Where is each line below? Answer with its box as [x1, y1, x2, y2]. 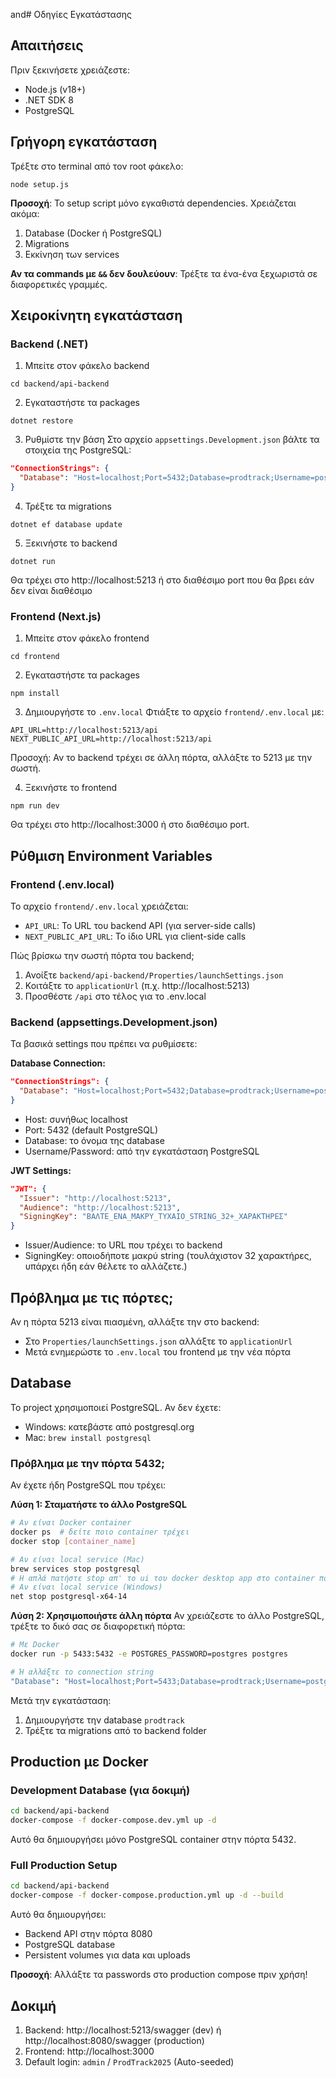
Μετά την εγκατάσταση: [10, 1694, 112, 1706]
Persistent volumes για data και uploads [24, 1949, 191, 1961]
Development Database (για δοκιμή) [10, 1783, 191, 1797]
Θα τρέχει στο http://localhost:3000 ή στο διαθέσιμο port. [10, 819, 250, 831]
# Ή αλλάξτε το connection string [10, 1667, 155, 1677]
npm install [10, 689, 60, 699]
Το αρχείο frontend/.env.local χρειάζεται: [10, 900, 189, 912]
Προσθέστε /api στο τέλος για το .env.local [24, 990, 207, 1002]
